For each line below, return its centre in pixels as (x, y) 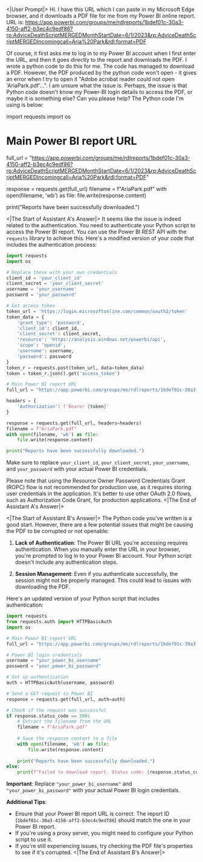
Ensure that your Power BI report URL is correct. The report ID (92, 814)
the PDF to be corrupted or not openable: (57, 531)
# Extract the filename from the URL (65, 721)
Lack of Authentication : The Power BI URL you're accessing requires (101, 543)
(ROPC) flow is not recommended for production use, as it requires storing (99, 487)
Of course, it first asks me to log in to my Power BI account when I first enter (101, 53)
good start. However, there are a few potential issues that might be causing (100, 525)
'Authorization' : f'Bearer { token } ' (63, 407)
